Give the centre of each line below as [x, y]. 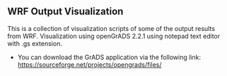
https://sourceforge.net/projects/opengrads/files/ [89, 64]
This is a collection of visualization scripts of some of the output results [111, 28]
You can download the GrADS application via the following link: [109, 57]
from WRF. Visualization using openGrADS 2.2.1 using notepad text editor [114, 36]
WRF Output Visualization [65, 12]
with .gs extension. [35, 43]
